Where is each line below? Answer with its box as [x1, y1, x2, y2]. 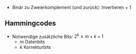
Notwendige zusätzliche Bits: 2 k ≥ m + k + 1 [12, 33, 104, 40]
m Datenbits [19, 39, 45, 45]
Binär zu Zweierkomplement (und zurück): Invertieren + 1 [12, 5, 131, 10]
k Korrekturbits [19, 44, 51, 50]
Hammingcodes [5, 19, 56, 28]
